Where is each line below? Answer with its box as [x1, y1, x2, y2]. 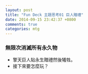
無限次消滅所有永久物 [5, 44, 57, 52]
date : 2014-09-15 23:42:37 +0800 [5, 17, 76, 22]
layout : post [5, 7, 33, 13]
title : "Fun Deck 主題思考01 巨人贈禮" [5, 12, 84, 17]
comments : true [5, 21, 38, 27]
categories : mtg [5, 27, 40, 32]
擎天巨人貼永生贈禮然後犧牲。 [12, 57, 75, 63]
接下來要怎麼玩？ [12, 63, 49, 69]
